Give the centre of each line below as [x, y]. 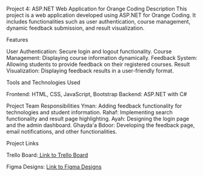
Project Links [23, 143]
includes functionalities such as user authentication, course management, [98, 21]
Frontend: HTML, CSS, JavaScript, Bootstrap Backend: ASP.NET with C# [97, 94]
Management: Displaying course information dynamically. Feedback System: [102, 58]
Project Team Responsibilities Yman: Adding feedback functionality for [94, 106]
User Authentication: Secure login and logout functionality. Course [89, 51]
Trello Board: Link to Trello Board [47, 155]
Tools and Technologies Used [43, 82]
